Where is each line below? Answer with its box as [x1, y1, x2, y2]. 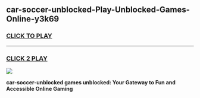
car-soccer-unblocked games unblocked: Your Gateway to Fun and [6, 78, 176, 86]
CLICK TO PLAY [6, 32, 52, 40]
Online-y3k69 [6, 14, 60, 24]
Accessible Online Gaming [6, 85, 73, 92]
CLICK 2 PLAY [6, 54, 48, 62]
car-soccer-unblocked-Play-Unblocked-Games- [6, 5, 190, 15]
